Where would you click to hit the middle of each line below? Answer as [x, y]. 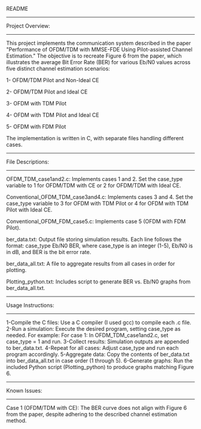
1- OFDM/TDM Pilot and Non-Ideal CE [53, 80]
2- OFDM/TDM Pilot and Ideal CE [47, 92]
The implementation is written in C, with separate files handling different [95, 138]
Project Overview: [28, 26]
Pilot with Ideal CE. [29, 210]
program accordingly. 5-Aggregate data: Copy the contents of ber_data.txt [98, 354]
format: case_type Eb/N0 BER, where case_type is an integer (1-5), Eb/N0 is [100, 246]
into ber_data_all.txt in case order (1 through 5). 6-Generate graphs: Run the [100, 361]
